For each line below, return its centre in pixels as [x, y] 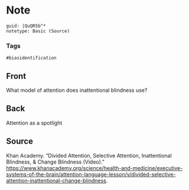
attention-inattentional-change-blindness [56, 181]
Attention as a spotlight [34, 123]
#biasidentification [32, 58]
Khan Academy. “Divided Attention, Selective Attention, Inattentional [89, 155]
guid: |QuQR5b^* [26, 26]
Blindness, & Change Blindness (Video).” [55, 162]
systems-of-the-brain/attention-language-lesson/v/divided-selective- [91, 174]
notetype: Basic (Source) [38, 31]
